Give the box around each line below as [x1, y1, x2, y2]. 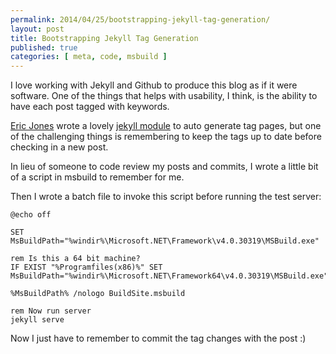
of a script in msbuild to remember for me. [10, 171, 185, 183]
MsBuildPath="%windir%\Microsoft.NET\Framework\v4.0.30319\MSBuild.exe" [10, 236, 320, 246]
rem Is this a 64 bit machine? [10, 254, 141, 264]
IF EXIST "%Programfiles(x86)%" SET [10, 262, 163, 273]
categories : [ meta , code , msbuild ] [10, 52, 168, 62]
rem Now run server [10, 306, 92, 316]
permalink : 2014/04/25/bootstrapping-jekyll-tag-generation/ [10, 14, 271, 25]
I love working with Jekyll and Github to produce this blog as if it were [10, 79, 298, 91]
